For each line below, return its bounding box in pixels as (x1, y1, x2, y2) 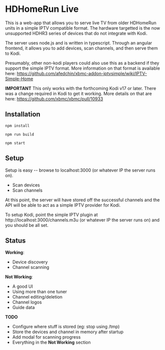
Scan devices (12, 182, 41, 188)
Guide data (12, 305, 35, 310)
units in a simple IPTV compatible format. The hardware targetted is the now (5, 25, 161, 31)
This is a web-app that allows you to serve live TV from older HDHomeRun (5, 20, 157, 26)
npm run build (5, 132, 35, 137)
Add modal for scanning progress (12, 334, 81, 340)
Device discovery (12, 259, 48, 265)
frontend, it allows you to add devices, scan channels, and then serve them (5, 45, 158, 51)
